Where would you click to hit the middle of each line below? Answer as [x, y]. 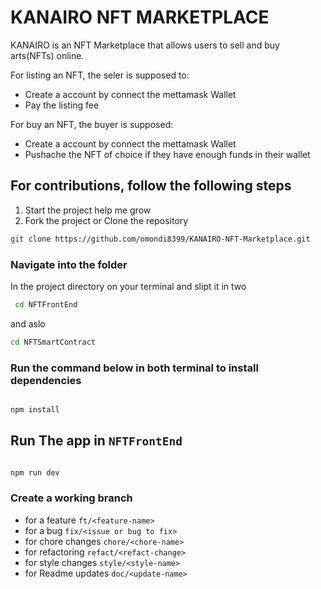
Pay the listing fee [62, 105]
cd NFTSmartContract [53, 342]
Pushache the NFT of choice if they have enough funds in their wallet [167, 154]
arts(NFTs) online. [47, 55]
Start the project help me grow [88, 210]
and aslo [28, 323]
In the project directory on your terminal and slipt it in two [128, 286]
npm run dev [35, 472]
